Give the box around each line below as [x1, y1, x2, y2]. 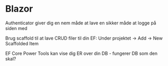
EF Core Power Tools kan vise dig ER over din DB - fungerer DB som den [5, 50, 158, 56]
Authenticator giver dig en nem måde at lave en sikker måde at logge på [5, 20, 156, 26]
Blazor [5, 3, 33, 15]
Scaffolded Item [5, 40, 39, 46]
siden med [5, 25, 27, 31]
